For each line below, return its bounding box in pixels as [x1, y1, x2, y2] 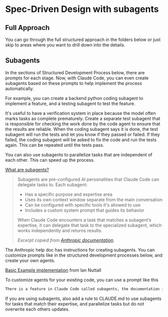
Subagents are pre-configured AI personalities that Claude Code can [17, 176, 159, 182]
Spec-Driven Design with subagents [5, 3, 159, 15]
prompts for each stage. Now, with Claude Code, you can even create [5, 75, 149, 81]
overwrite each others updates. [5, 306, 70, 312]
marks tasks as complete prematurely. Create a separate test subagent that [5, 115, 160, 121]
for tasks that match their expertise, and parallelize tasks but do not [5, 301, 144, 307]
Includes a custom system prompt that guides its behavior [24, 207, 144, 213]
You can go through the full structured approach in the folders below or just [5, 36, 161, 42]
